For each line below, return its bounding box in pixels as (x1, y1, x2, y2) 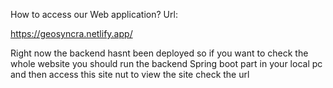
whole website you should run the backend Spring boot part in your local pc (10, 58, 323, 69)
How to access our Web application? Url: (10, 9, 178, 20)
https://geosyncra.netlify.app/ (10, 28, 133, 39)
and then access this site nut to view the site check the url (10, 69, 250, 80)
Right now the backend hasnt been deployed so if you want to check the (10, 47, 309, 59)
